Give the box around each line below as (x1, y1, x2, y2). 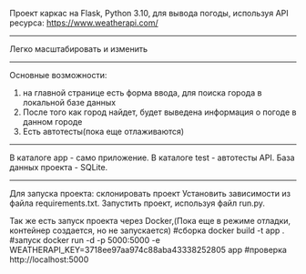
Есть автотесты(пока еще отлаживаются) (22, 127, 185, 137)
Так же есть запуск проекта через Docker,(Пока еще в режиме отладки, (9, 216, 291, 226)
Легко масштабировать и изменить (9, 44, 148, 54)
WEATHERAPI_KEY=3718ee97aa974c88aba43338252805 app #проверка (9, 245, 287, 255)
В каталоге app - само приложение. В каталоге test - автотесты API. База (9, 152, 295, 163)
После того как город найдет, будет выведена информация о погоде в (22, 107, 298, 117)
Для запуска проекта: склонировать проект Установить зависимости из (9, 188, 291, 198)
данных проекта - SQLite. (9, 162, 108, 172)
